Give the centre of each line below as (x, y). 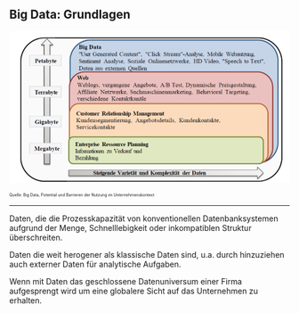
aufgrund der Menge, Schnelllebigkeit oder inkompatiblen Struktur (130, 228)
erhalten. (26, 301)
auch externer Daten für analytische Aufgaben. (95, 264)
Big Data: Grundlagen (70, 15)
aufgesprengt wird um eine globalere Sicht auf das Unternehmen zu (133, 291)
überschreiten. (36, 238)
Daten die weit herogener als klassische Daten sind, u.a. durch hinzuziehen (147, 255)
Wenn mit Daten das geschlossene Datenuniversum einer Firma (126, 282)
